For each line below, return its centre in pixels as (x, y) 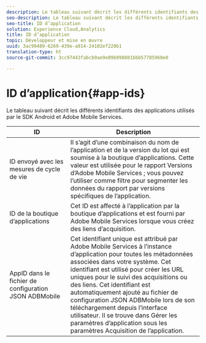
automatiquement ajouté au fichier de (124, 292)
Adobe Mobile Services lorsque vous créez (132, 221)
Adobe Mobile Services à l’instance (121, 246)
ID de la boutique (34, 213)
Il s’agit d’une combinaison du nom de (124, 142)
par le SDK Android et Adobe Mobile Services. (65, 116)
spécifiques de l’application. (111, 195)
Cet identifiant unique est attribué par (124, 238)
